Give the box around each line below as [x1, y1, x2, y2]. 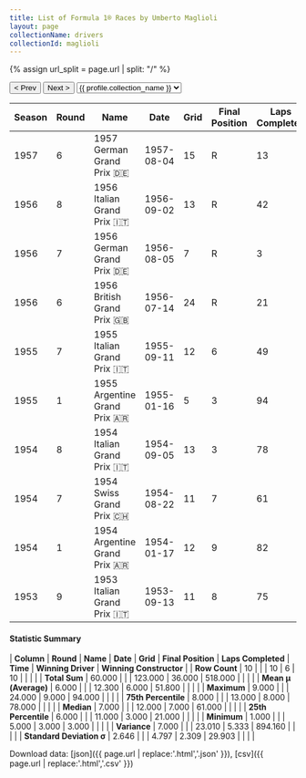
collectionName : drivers [9, 30, 104, 39]
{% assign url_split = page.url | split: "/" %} [9, 64, 171, 75]
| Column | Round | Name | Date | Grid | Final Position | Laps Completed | [9, 653, 290, 664]
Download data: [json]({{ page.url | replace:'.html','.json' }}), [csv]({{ [9, 749, 264, 760]
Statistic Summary [9, 633, 82, 644]
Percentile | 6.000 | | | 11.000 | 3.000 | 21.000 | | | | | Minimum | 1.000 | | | [9, 711, 285, 722]
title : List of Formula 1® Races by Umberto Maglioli [9, 13, 219, 23]
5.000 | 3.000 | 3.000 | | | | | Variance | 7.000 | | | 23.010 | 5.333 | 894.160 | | [9, 721, 296, 732]
